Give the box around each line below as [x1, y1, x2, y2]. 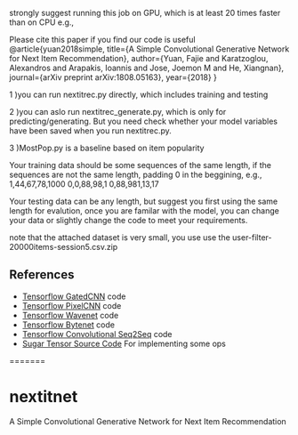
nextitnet [9, 387, 78, 407]
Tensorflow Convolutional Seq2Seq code [21, 328, 173, 339]
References [9, 267, 75, 283]
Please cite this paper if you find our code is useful [9, 35, 196, 44]
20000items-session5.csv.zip [9, 242, 118, 252]
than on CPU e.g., [9, 17, 74, 28]
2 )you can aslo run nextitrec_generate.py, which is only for [9, 107, 227, 117]
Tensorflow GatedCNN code [21, 291, 126, 302]
